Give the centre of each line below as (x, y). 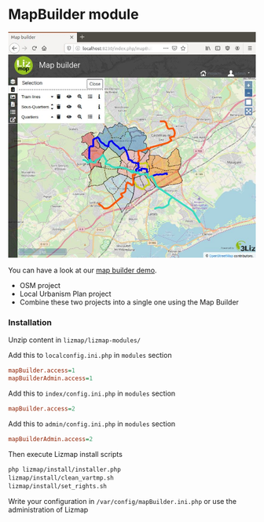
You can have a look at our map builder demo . (82, 270)
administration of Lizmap (48, 509)
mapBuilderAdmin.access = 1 (50, 378)
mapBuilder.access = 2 (42, 409)
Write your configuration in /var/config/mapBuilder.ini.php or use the (123, 501)
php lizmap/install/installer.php (65, 470)
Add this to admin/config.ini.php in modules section (92, 424)
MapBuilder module (73, 15)
